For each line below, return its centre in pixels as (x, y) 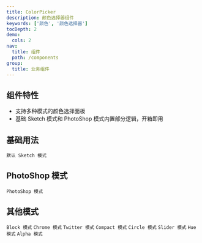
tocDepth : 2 (21, 29)
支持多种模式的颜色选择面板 (50, 111)
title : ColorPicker (31, 12)
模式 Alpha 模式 (24, 234)
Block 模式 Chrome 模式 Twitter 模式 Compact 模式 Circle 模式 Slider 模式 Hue (101, 227)
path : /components (36, 58)
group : (15, 63)
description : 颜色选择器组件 (40, 18)
